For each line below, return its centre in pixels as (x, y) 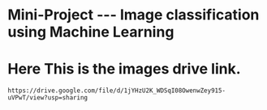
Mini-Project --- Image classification (133, 15)
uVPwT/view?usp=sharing (48, 98)
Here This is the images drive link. (124, 69)
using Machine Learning (91, 32)
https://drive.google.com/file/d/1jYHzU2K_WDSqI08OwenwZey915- (117, 91)
